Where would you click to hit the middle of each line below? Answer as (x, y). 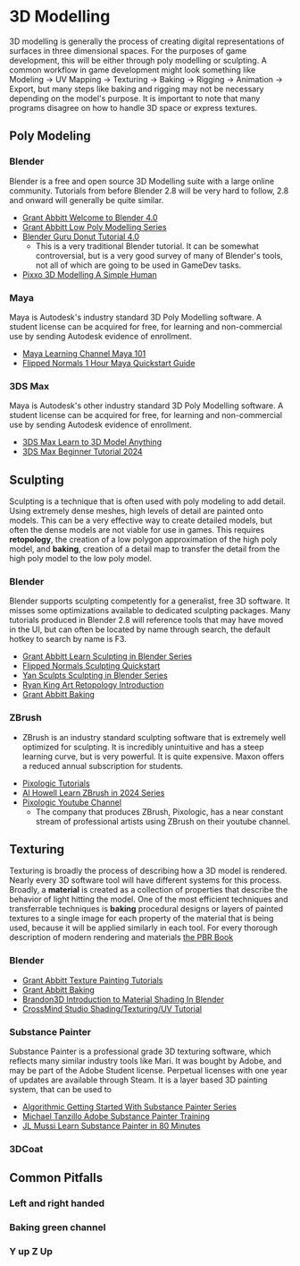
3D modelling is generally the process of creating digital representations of (147, 41)
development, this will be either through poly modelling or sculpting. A (138, 60)
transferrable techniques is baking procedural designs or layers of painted (146, 909)
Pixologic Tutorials (56, 783)
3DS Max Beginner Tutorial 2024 (82, 452)
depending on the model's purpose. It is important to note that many (135, 98)
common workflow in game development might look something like (133, 70)
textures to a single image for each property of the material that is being (142, 919)
